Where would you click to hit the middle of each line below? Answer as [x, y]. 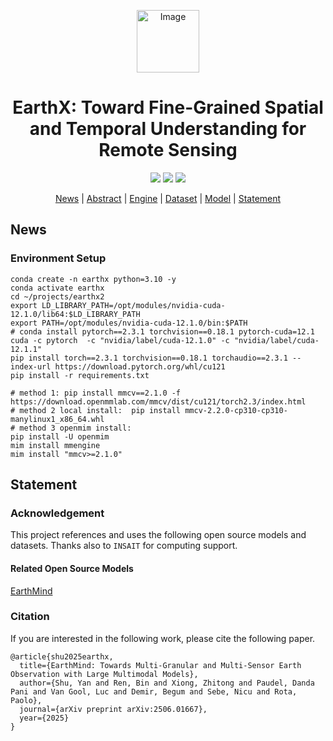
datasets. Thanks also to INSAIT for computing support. [124, 546]
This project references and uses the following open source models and [158, 535]
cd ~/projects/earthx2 [57, 296]
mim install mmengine [55, 445]
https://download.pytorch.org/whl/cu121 [140, 366]
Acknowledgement [57, 513]
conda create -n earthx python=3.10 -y [93, 279]
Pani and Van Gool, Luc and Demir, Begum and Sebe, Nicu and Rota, [154, 691]
